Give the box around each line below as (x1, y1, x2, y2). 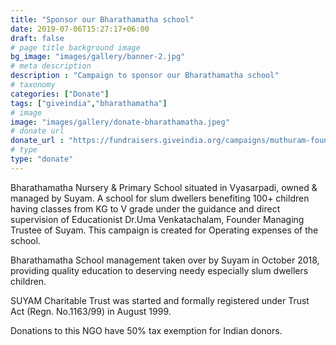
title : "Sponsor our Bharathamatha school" (10, 14, 195, 25)
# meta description (10, 61, 92, 71)
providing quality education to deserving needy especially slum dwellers (10, 264, 309, 276)
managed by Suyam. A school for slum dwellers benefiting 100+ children (10, 192, 310, 204)
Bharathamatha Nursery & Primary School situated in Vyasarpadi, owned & (10, 181, 318, 193)
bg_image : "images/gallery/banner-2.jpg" (10, 52, 186, 62)
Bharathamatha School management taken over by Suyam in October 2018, (10, 254, 320, 266)
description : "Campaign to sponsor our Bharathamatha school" (10, 71, 280, 81)
